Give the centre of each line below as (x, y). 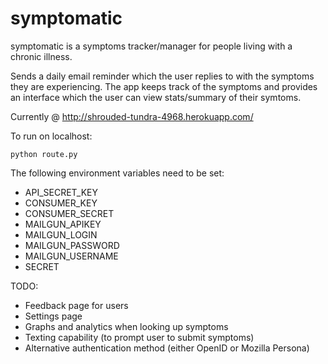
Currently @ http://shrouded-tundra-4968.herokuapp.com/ (132, 116)
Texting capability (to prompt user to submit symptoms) (139, 337)
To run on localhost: (51, 136)
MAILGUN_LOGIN (61, 234)
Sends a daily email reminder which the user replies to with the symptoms (162, 76)
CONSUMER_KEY (61, 203)
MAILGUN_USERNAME (71, 256)
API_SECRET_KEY (61, 192)
